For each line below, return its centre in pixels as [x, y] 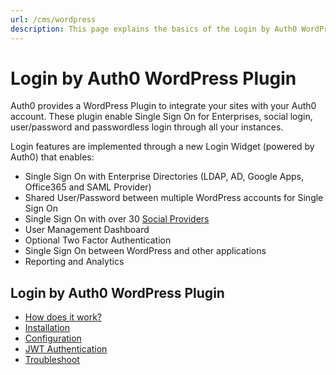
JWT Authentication [66, 349]
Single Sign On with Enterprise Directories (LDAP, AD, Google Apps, [164, 177]
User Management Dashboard [87, 230]
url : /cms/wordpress [53, 19]
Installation [47, 328]
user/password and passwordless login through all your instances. [147, 127]
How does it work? [63, 317]
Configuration [53, 338]
